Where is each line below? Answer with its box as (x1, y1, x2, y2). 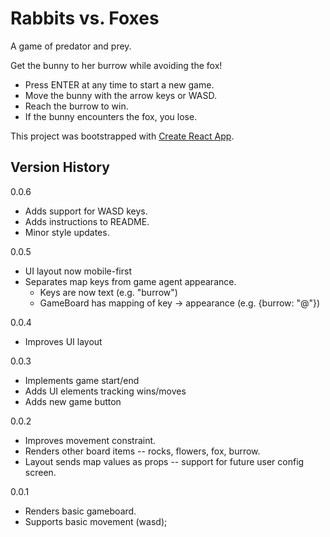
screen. (24, 466, 57, 478)
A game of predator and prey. (10, 40, 132, 52)
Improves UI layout (24, 335, 103, 347)
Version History (10, 159, 110, 176)
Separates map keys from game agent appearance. (24, 275, 237, 287)
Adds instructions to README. (24, 215, 150, 227)
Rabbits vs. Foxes (10, 7, 160, 30)
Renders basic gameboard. (24, 505, 137, 517)
